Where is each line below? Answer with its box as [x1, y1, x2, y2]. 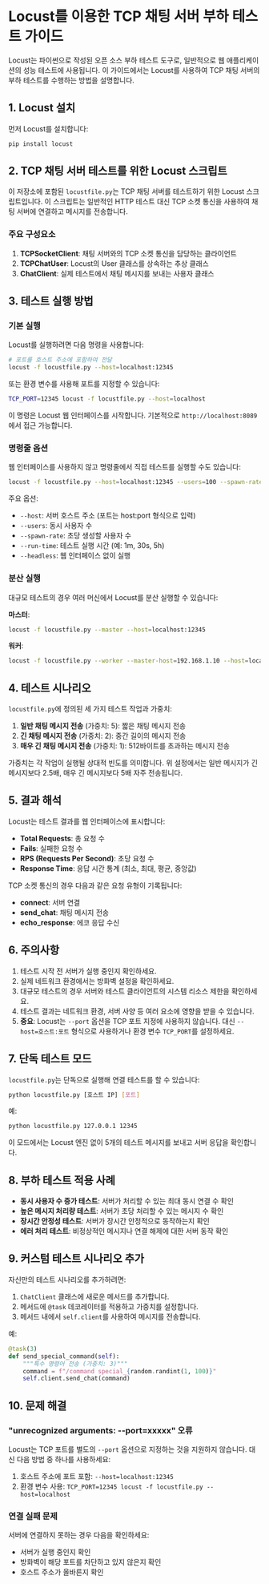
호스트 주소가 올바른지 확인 [19, 1567, 104, 1577]
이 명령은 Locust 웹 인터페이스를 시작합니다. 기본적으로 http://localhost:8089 [8, 410, 258, 421]
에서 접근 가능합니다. [8, 421, 73, 430]
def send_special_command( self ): [8, 1352, 120, 1360]
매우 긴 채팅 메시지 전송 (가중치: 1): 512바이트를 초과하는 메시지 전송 [19, 741, 231, 751]
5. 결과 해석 [8, 794, 62, 808]
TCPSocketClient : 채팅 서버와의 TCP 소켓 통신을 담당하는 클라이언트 [19, 248, 238, 258]
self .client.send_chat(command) [22, 1375, 130, 1383]
